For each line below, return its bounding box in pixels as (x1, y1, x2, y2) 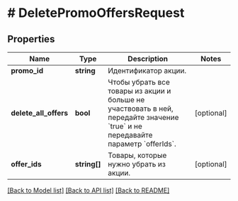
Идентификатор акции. (108, 66, 187, 75)
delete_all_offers (11, 108, 69, 118)
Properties (7, 33, 55, 45)
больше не (108, 95, 145, 104)
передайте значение (108, 113, 179, 122)
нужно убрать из (108, 159, 166, 169)
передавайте (108, 130, 153, 140)
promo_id (11, 66, 44, 75)
